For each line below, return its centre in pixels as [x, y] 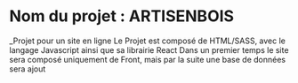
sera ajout [28, 69]
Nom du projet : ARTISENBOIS [121, 16]
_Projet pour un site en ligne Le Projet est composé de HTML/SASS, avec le [148, 41]
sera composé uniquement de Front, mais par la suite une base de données [148, 59]
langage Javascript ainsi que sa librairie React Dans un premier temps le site [149, 49]
